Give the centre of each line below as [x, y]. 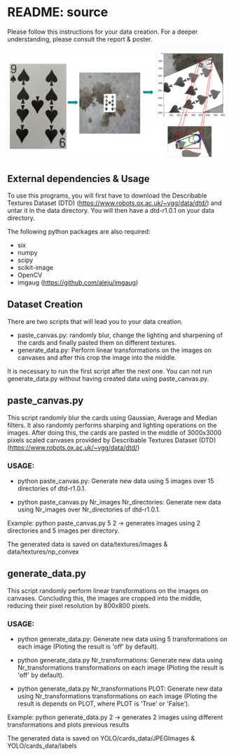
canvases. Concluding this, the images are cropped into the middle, [105, 598]
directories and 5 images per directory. [63, 530]
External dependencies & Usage [78, 179]
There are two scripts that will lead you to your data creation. [95, 321]
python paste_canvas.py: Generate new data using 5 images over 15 [116, 481]
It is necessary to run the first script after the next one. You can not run [110, 371]
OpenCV [30, 275]
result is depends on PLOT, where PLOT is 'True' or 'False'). [104, 704]
